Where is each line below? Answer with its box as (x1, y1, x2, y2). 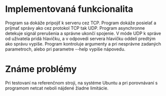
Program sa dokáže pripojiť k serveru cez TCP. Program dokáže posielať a (5, 20, 157, 26)
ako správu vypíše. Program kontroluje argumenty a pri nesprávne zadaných (5, 41, 162, 47)
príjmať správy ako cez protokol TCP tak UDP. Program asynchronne (5, 25, 145, 31)
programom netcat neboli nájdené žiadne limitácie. (5, 85, 109, 91)
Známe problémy (5, 63, 77, 75)
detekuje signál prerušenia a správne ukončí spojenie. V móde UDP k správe (5, 30, 161, 36)
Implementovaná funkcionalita (5, 3, 134, 15)
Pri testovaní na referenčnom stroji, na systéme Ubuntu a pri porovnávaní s (5, 80, 158, 86)
